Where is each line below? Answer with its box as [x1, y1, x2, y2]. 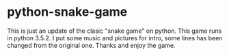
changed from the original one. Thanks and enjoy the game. [7, 41, 176, 49]
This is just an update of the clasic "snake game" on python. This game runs [7, 27, 222, 35]
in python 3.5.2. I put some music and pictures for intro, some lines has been [7, 33, 223, 42]
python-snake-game [7, 4, 128, 20]
